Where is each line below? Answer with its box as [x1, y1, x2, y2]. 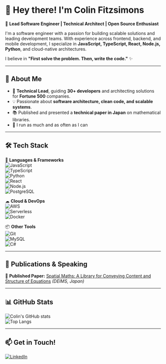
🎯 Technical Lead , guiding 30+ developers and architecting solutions [12, 88, 155, 94]
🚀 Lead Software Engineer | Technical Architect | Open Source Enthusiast [5, 21, 159, 27]
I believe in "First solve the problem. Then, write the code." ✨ [5, 55, 133, 61]
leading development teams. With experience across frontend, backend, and [5, 36, 161, 41]
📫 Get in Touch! [5, 338, 56, 347]
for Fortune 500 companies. [12, 93, 71, 99]
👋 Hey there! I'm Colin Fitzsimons [5, 4, 144, 16]
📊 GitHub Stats [5, 298, 53, 306]
